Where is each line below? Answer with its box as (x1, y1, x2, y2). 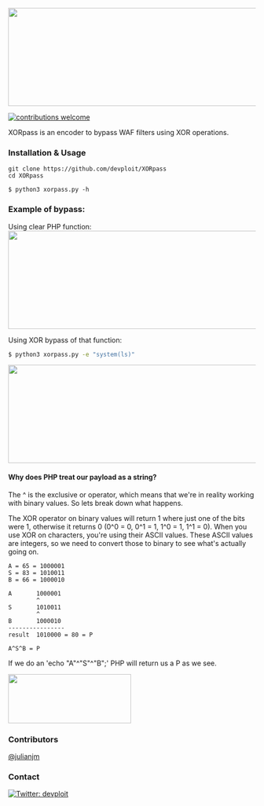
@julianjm (8, 751, 40, 761)
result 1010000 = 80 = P (8, 631, 93, 639)
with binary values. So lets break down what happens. (8, 498, 183, 507)
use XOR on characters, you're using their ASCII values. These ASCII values (8, 530, 254, 540)
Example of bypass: (8, 204, 86, 215)
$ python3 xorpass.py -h (8, 185, 90, 194)
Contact (8, 771, 40, 782)
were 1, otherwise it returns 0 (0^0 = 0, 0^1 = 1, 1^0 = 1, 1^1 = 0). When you (8, 522, 247, 531)
